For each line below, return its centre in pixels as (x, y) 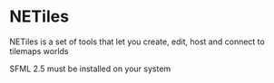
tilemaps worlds (39, 51)
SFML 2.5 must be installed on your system (90, 69)
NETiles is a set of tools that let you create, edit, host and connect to (137, 41)
